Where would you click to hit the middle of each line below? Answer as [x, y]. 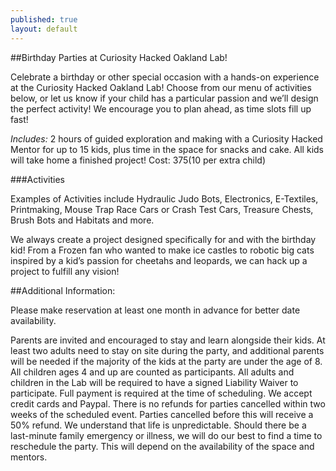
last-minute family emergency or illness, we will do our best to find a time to [166, 435]
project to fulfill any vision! [65, 271]
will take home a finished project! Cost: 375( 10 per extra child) [138, 160]
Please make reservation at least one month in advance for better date [155, 310]
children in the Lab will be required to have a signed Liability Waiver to [154, 382]
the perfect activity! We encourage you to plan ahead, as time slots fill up [161, 108]
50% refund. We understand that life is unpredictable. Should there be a [158, 425]
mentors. [29, 457]
